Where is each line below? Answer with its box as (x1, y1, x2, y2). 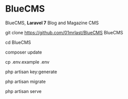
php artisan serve (5, 88, 42, 94)
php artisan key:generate (5, 69, 57, 75)
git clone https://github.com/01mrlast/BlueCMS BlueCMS (5, 29, 123, 35)
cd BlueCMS (5, 39, 31, 45)
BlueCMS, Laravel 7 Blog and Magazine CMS (5, 20, 99, 26)
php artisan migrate (5, 78, 46, 84)
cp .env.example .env (5, 59, 49, 65)
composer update (5, 49, 42, 55)
